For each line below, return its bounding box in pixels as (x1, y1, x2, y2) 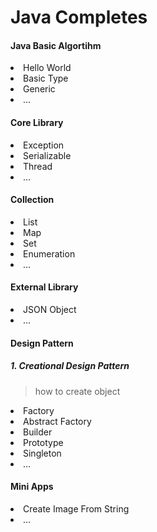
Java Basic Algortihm (10, 39, 102, 51)
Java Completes (10, 6, 148, 29)
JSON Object (23, 304, 77, 315)
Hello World (23, 62, 72, 74)
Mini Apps (10, 481, 54, 493)
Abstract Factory (23, 415, 92, 427)
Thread (23, 160, 53, 172)
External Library (10, 281, 79, 293)
